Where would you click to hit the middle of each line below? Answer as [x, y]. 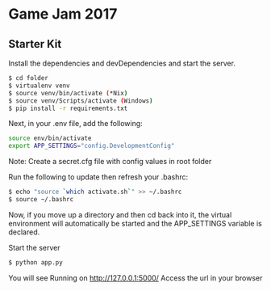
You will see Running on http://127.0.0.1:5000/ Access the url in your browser [135, 278]
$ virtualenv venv [39, 86]
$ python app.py [35, 262]
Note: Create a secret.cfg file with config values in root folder [110, 162]
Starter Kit [35, 44]
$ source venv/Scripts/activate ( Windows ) [81, 101]
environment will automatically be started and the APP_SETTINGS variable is [135, 223]
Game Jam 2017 [63, 14]
